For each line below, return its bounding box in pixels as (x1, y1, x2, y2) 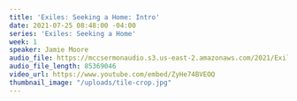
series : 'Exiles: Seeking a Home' (9, 29, 137, 38)
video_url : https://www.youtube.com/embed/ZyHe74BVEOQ (9, 70, 216, 79)
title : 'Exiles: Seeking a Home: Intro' (9, 12, 161, 22)
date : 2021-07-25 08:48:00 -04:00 (9, 21, 137, 30)
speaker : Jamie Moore (9, 46, 89, 54)
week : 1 (9, 37, 38, 47)
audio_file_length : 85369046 (9, 62, 117, 71)
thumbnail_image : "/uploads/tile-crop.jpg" (9, 78, 172, 87)
